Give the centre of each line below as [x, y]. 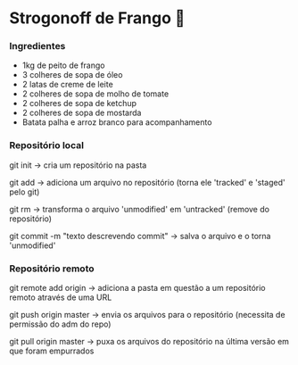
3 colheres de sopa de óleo [72, 75]
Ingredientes [37, 46]
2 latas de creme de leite [67, 85]
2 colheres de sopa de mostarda [82, 113]
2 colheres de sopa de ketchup [79, 104]
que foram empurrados [52, 351]
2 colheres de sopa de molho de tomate [95, 94]
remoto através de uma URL [61, 297]
